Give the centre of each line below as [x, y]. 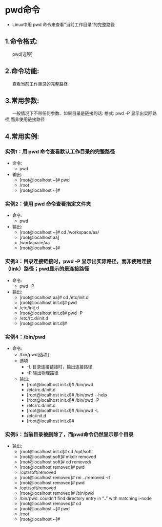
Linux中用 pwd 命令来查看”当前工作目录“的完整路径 [63, 24]
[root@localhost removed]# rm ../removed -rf [65, 478]
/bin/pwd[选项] [34, 354]
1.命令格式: [21, 41]
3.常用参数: [22, 101]
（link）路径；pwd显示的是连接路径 [47, 269]
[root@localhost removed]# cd [50, 504]
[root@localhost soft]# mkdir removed [58, 457]
